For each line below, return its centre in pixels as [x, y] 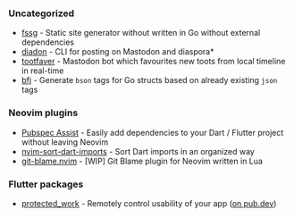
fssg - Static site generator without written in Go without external [141, 33]
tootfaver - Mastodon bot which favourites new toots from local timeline [153, 62]
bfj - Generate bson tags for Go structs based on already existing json [149, 80]
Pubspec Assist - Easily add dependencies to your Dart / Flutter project [152, 132]
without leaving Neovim [65, 142]
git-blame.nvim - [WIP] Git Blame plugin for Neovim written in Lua [142, 161]
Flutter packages [46, 184]
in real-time [42, 71]
